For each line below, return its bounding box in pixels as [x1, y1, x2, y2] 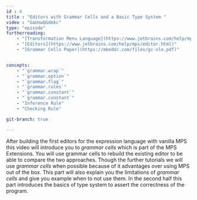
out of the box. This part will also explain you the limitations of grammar [6, 168, 180, 175]
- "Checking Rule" [16, 106, 62, 112]
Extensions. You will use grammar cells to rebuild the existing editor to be [6, 150, 183, 157]
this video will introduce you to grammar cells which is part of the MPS [6, 144, 177, 151]
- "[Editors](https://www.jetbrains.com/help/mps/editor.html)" [16, 42, 177, 47]
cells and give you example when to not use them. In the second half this [6, 175, 182, 182]
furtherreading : [6, 30, 46, 36]
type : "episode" [6, 25, 46, 31]
